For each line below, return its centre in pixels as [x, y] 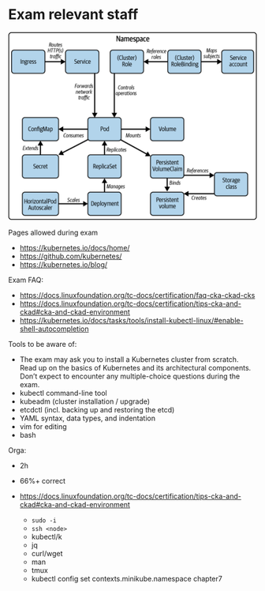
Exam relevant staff [73, 15]
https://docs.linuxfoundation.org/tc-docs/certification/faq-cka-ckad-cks [137, 295]
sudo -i [44, 520]
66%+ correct [42, 480]
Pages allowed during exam [53, 232]
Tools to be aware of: [43, 344]
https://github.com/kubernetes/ [71, 256]
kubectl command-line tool [63, 393]
